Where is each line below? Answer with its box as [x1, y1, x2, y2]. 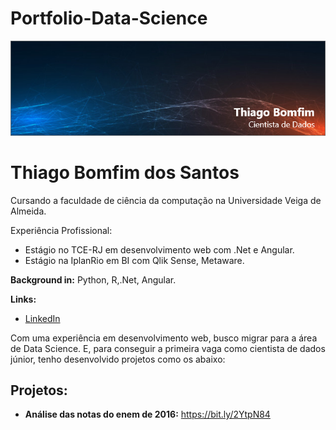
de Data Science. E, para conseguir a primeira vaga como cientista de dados [10, 342, 326, 354]
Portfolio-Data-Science [10, 7, 208, 30]
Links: [10, 293, 37, 305]
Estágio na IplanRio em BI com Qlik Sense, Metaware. [24, 254, 245, 266]
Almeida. [10, 205, 47, 217]
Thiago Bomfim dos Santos [10, 161, 240, 184]
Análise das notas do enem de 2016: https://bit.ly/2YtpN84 [24, 408, 271, 421]
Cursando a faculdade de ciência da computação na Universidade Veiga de [10, 194, 322, 206]
